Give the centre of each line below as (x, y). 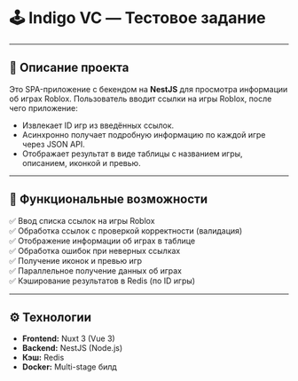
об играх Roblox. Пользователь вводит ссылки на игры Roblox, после (141, 99)
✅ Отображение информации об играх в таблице (102, 241)
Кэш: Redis (43, 358)
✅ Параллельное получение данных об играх (95, 270)
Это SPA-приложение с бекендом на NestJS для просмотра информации (149, 89)
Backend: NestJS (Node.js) (72, 348)
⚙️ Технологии (50, 317)
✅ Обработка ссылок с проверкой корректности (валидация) (126, 230)
